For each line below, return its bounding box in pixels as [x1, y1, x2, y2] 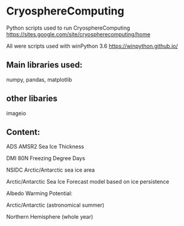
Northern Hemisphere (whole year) [6, 213, 94, 221]
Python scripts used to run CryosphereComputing [6, 24, 130, 31]
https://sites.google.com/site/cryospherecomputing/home [6, 30, 151, 37]
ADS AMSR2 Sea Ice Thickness [6, 143, 84, 150]
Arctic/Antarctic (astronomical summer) [6, 201, 104, 209]
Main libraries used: [6, 60, 83, 70]
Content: [6, 127, 40, 137]
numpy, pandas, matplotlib [6, 76, 72, 83]
